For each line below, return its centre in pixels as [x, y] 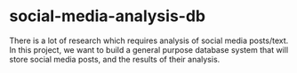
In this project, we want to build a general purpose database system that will [149, 49]
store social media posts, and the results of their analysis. [115, 59]
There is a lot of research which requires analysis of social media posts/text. [149, 40]
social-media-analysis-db [108, 16]
